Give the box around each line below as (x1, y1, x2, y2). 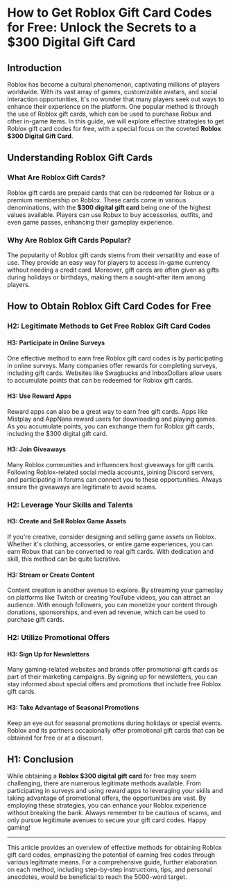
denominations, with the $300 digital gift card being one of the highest (7, 203, 212, 211)
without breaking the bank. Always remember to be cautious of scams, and (7, 809, 222, 817)
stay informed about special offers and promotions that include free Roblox (7, 680, 222, 688)
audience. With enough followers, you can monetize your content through (7, 601, 218, 609)
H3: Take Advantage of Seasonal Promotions (7, 703, 139, 711)
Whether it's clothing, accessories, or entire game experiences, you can (7, 540, 213, 548)
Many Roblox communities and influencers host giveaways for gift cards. (7, 460, 216, 469)
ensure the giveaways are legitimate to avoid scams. (7, 482, 157, 491)
